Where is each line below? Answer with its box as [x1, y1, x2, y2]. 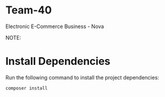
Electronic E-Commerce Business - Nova [5, 23, 104, 30]
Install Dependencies [5, 55, 111, 68]
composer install [5, 85, 48, 91]
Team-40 [5, 4, 52, 17]
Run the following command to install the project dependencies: [5, 74, 159, 81]
